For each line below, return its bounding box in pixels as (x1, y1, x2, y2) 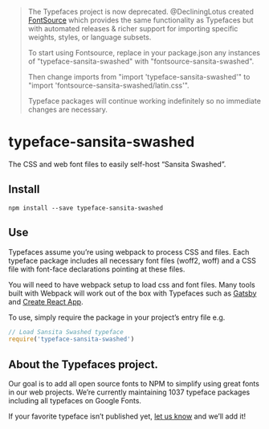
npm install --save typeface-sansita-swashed (8, 204, 163, 212)
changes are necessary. (27, 104, 108, 114)
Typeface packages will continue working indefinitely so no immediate (27, 96, 261, 105)
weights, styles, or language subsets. (27, 32, 152, 42)
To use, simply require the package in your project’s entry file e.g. (8, 313, 226, 322)
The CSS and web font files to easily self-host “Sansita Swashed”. (8, 159, 226, 169)
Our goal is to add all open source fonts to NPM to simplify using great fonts (8, 379, 259, 389)
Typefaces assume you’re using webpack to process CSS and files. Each (8, 247, 250, 256)
